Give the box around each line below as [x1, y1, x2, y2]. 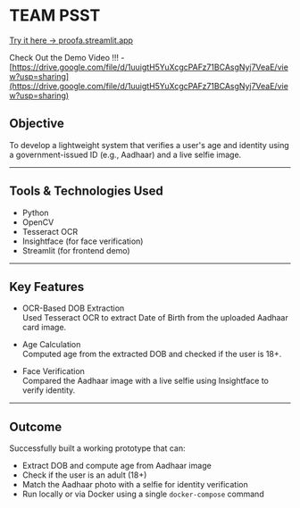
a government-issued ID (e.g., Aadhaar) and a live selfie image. [9, 149, 242, 160]
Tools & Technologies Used [9, 184, 163, 199]
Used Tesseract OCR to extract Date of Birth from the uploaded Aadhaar [21, 312, 288, 323]
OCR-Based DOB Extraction [21, 303, 125, 313]
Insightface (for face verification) [21, 236, 144, 246]
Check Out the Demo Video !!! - [9, 52, 125, 62]
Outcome [9, 419, 62, 434]
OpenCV [21, 216, 54, 228]
